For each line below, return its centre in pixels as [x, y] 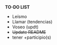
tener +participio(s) [31, 37]
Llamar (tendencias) [32, 22]
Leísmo [19, 16]
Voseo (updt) [25, 27]
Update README [29, 32]
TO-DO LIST [18, 7]
